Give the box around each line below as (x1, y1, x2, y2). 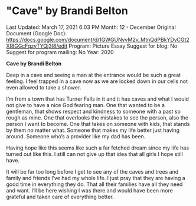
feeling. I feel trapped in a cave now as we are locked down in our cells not (6, 78, 188, 85)
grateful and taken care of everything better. (6, 193, 114, 200)
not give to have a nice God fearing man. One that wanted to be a (6, 101, 165, 108)
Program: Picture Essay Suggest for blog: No (68, 42, 178, 49)
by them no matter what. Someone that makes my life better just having (6, 127, 180, 134)
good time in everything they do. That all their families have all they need (6, 181, 183, 188)
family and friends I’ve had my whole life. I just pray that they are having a (6, 174, 186, 181)
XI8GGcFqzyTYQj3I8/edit (6, 42, 68, 49)
